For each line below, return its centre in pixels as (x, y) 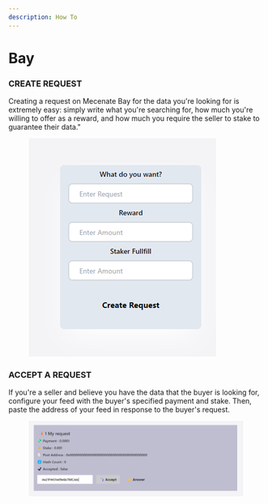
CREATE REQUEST (45, 83)
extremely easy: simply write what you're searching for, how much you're (131, 110)
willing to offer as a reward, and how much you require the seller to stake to (134, 118)
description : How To (43, 17)
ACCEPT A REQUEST (50, 375)
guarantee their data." (45, 127)
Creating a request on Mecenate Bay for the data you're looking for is (124, 101)
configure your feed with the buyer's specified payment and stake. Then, (130, 401)
